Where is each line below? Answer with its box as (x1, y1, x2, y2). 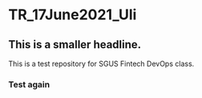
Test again (8, 79, 50, 90)
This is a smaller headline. (8, 38, 142, 51)
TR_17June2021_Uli (8, 6, 137, 24)
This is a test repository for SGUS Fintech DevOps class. (8, 59, 195, 68)
